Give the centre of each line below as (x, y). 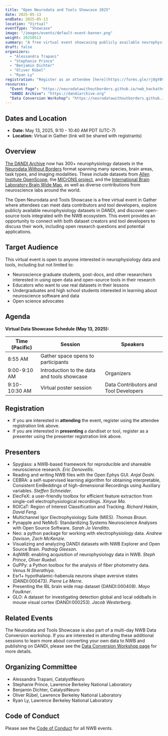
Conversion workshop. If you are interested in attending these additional (79, 635)
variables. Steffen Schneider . (42, 491)
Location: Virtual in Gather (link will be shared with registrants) (77, 136)
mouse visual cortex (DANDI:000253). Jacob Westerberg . (72, 602)
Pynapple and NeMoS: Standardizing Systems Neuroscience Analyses (85, 522)
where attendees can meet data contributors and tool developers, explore (81, 205)
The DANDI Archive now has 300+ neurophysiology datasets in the (74, 163)
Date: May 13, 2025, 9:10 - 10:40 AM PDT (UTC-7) (64, 130)
